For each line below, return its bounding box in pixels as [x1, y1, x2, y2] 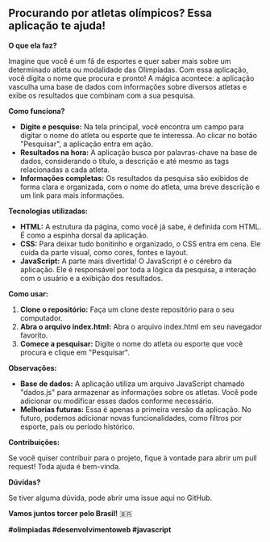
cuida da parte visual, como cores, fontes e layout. [19, 247, 189, 257]
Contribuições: [8, 437, 60, 447]
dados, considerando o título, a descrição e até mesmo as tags [19, 156, 230, 166]
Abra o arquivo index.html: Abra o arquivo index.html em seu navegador [19, 321, 263, 331]
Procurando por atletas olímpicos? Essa [8, 6, 212, 20]
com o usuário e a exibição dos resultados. [19, 273, 164, 283]
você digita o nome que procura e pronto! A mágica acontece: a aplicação [8, 73, 255, 83]
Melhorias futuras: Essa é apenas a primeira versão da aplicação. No [19, 404, 252, 414]
